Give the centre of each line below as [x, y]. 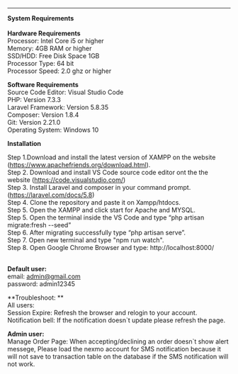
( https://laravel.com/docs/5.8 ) [51, 195]
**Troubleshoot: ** [35, 297]
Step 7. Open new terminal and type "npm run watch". [86, 240]
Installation [24, 143]
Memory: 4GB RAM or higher [50, 48]
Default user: [27, 269]
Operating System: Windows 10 [53, 130]
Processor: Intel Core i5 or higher [56, 41]
